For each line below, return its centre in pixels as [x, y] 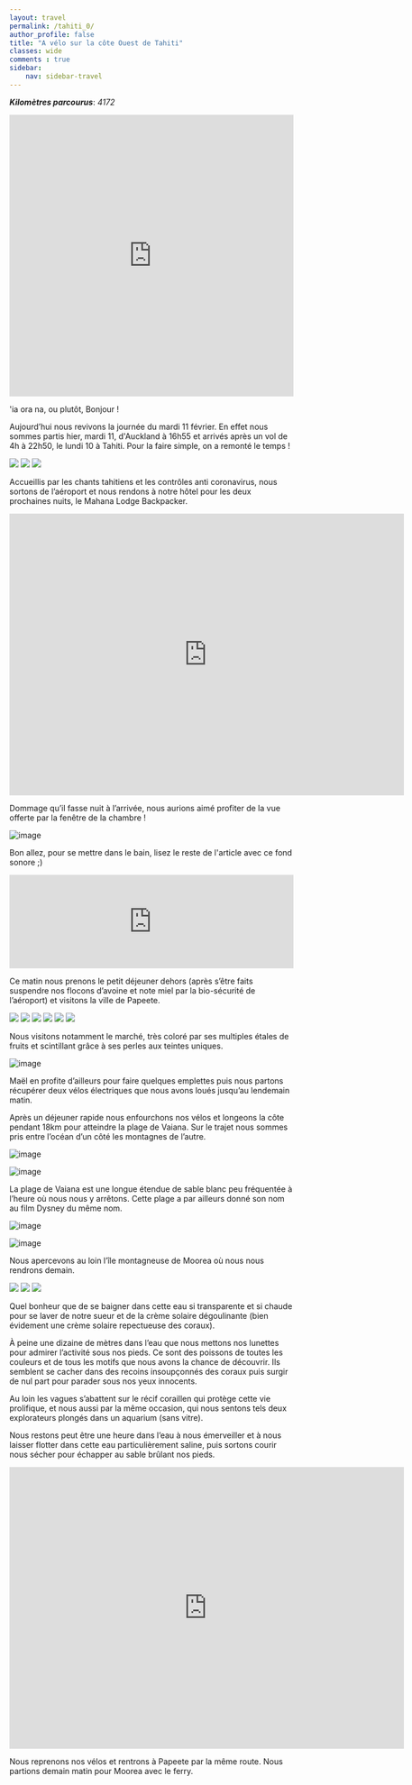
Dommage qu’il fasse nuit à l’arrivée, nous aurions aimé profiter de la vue [145, 808]
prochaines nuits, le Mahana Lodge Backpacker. [99, 500]
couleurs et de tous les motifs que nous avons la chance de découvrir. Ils [145, 1361]
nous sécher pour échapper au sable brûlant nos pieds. [112, 1454]
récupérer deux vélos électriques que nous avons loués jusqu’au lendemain [150, 1090]
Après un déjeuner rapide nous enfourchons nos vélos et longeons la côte [147, 1117]
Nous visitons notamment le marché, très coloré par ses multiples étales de [149, 1036]
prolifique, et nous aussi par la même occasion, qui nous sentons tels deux [148, 1408]
